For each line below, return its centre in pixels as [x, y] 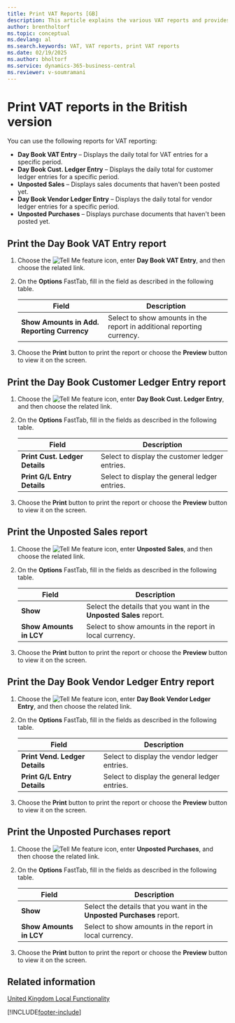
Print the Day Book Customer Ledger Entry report [116, 382]
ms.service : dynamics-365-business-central [72, 66]
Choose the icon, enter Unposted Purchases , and [115, 849]
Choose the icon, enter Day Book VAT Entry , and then [121, 260]
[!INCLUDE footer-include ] [44, 1013]
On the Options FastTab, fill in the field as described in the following [115, 281]
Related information [51, 981]
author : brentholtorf [39, 27]
